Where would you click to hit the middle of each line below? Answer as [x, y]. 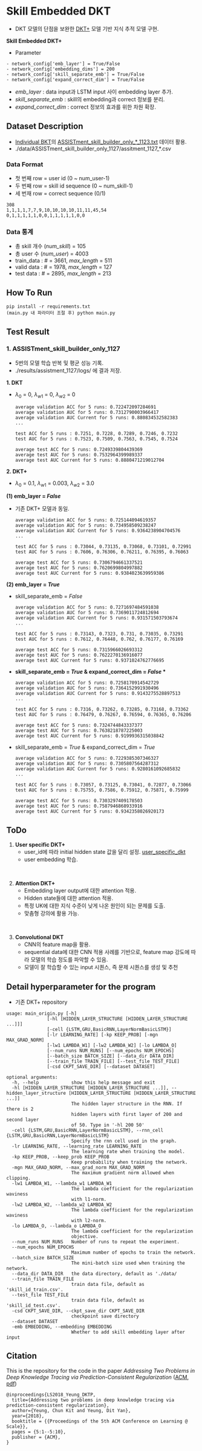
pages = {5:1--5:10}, [39, 1432]
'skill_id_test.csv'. [34, 1306]
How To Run [29, 293]
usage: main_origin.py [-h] [42, 1014]
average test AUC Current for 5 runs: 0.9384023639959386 [90, 573]
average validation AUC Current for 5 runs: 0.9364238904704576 [98, 531]
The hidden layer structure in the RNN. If [127, 1104]
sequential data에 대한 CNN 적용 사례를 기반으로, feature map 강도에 [107, 952]
